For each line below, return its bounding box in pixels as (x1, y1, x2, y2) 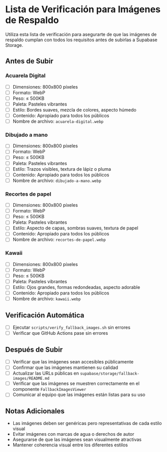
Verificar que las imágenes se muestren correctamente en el (12, 381, 140, 387)
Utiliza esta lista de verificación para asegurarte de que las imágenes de (5, 31, 157, 37)
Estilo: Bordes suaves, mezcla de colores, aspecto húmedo (12, 107, 136, 113)
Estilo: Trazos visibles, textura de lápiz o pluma (12, 166, 111, 172)
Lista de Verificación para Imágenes (5, 4, 161, 15)
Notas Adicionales (5, 407, 65, 415)
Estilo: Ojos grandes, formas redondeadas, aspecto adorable (12, 284, 141, 290)
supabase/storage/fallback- (79, 371, 140, 377)
